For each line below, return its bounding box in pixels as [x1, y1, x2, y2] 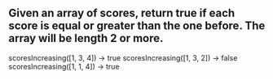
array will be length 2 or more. [8, 31, 164, 45]
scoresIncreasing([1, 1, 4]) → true [8, 61, 120, 71]
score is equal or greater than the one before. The [8, 19, 266, 33]
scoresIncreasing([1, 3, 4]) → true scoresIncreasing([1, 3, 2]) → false [8, 52, 238, 63]
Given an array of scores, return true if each [8, 6, 236, 20]
